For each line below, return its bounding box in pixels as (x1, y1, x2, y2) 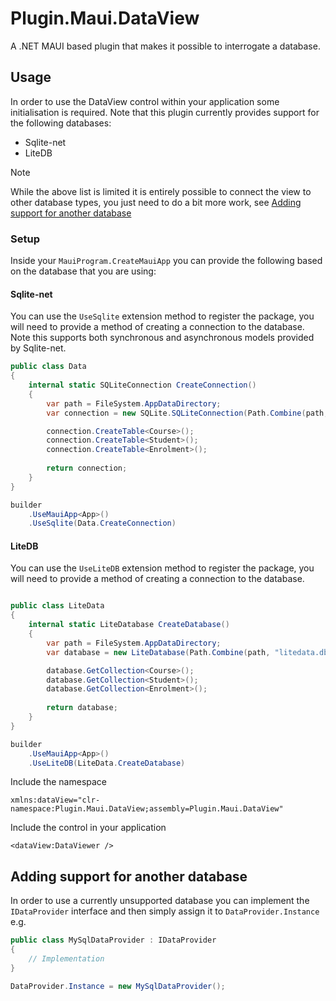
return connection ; (46, 463, 128, 473)
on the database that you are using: (10, 265, 157, 277)
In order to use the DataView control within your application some (10, 95, 280, 107)
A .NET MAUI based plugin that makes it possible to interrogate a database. (10, 40, 321, 52)
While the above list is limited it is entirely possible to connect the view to (10, 185, 312, 197)
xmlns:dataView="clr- (10, 795, 101, 806)
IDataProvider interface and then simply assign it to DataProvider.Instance (10, 905, 320, 917)
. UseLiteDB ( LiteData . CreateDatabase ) (28, 758, 186, 768)
